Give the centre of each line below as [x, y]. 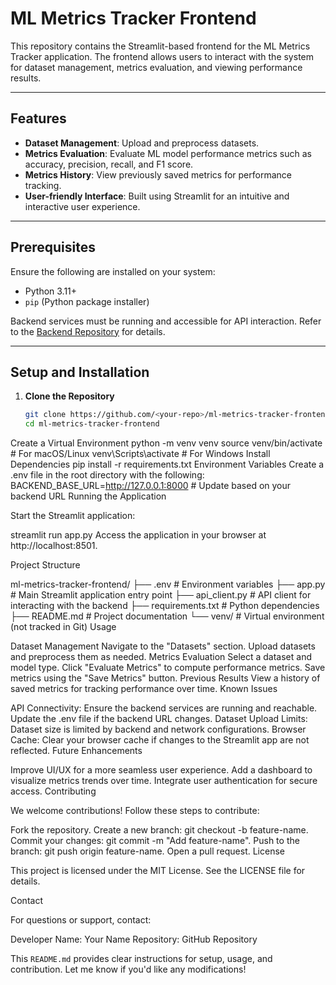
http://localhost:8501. [54, 546]
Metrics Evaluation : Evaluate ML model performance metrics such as [168, 153]
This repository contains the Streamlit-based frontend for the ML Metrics [160, 46]
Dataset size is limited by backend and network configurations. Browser [158, 729]
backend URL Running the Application [88, 496]
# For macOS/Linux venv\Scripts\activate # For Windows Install [140, 454]
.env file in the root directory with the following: [107, 475]
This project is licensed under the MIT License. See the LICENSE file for [158, 871]
